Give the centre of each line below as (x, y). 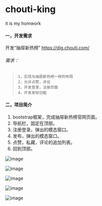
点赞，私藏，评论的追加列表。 (44, 142)
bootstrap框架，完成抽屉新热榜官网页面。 (56, 117)
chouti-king (30, 9)
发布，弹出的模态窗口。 (37, 136)
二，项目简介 (19, 104)
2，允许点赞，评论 (34, 82)
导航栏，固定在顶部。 (35, 123)
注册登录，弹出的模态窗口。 (42, 130)
